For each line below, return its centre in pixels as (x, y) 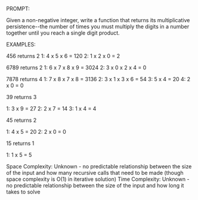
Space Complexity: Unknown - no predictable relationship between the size (99, 166)
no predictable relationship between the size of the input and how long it (95, 185)
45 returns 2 (21, 120)
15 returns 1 (20, 143)
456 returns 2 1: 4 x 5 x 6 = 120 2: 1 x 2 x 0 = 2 (63, 56)
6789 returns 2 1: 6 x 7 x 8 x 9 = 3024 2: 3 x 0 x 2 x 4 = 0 (76, 67)
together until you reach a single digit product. (63, 33)
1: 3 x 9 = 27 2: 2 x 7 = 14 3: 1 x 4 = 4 (51, 109)
